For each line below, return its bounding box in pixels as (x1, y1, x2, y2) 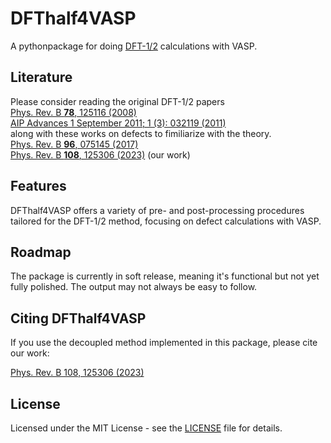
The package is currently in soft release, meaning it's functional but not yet (10, 270, 320, 282)
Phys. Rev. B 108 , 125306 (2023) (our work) (10, 148, 191, 161)
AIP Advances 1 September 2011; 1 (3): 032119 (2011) (10, 117, 227, 129)
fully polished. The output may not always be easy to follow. (10, 281, 258, 293)
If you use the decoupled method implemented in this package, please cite (10, 337, 318, 349)
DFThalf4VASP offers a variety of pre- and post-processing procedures (10, 204, 305, 216)
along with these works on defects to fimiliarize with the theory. (10, 127, 272, 139)
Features (10, 178, 67, 195)
